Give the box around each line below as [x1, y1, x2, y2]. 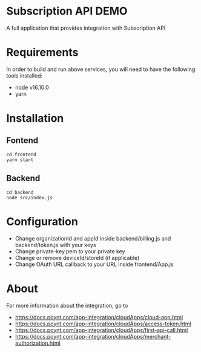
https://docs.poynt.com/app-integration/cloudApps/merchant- [15, 333, 171, 340]
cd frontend [6, 151, 36, 158]
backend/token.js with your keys [15, 241, 96, 248]
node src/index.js [6, 194, 53, 201]
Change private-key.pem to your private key [15, 247, 125, 255]
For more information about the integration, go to [6, 302, 128, 309]
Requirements [6, 45, 79, 59]
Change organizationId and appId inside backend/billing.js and [15, 234, 171, 242]
